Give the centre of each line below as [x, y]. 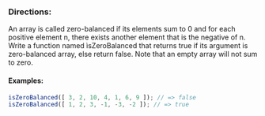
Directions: [30, 12]
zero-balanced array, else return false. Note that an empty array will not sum [133, 54]
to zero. [21, 62]
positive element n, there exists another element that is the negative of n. [127, 37]
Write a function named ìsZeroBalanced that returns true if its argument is [128, 46]
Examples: [26, 80]
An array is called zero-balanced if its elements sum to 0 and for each [122, 29]
